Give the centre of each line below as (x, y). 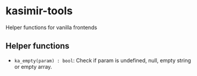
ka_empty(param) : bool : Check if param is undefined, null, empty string (103, 60)
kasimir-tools (39, 11)
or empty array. (33, 66)
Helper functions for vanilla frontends (51, 27)
